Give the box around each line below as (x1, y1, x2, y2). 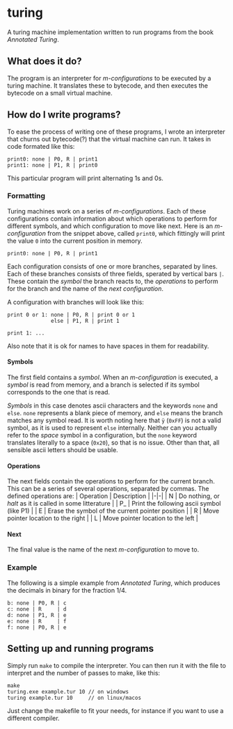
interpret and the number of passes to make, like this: (7, 668, 161, 677)
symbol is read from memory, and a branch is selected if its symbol (7, 380, 200, 389)
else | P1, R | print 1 (51, 317, 120, 324)
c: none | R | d (7, 605, 67, 613)
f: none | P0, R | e (7, 624, 67, 631)
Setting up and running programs (7, 643, 154, 655)
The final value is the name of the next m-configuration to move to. (7, 545, 200, 554)
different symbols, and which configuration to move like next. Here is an (7, 221, 214, 230)
